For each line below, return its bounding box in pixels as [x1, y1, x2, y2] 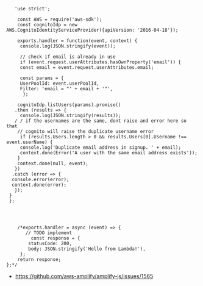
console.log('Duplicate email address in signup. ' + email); [20, 145, 182, 151]
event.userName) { [6, 139, 53, 145]
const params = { [20, 75, 64, 81]
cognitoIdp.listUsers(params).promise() [17, 102, 121, 108]
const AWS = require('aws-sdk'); [17, 16, 102, 23]
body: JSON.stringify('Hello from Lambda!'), [28, 246, 146, 252]
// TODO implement [25, 230, 72, 236]
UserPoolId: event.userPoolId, [20, 80, 99, 87]
